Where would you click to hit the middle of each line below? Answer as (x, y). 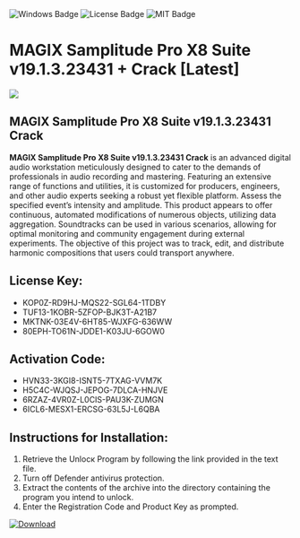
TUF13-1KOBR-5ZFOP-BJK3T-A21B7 (90, 312)
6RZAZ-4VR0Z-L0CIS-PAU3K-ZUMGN (93, 400)
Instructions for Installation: (89, 437)
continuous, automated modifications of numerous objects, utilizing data (143, 214)
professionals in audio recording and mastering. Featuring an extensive (140, 176)
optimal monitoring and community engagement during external (127, 233)
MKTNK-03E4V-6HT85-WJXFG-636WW (97, 321)
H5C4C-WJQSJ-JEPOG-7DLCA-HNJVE (95, 390)
